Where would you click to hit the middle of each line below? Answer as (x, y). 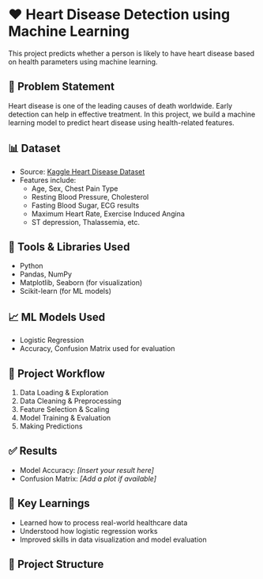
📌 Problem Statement (62, 87)
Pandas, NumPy (46, 274)
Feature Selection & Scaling (64, 409)
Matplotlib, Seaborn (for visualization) (81, 283)
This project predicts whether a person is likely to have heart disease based (131, 53)
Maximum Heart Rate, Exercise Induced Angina (108, 213)
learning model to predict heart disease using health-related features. (121, 122)
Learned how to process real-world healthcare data (103, 522)
